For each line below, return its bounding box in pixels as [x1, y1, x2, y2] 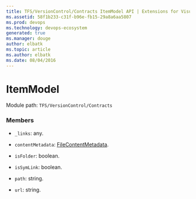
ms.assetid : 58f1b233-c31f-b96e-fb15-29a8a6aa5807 [6, 14, 132, 20]
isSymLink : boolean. [14, 163, 62, 170]
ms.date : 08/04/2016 [6, 57, 57, 63]
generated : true [6, 30, 45, 36]
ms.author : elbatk [6, 52, 51, 58]
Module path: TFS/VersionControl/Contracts [6, 102, 113, 109]
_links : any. [14, 130, 44, 137]
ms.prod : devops [6, 19, 45, 25]
